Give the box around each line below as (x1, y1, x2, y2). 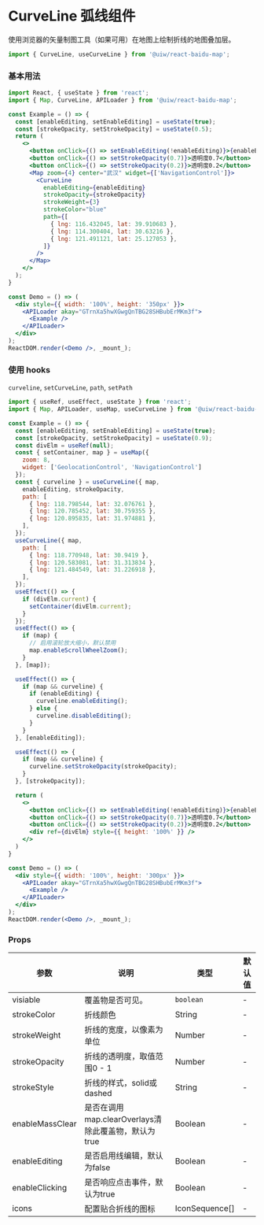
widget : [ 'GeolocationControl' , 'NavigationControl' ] (22, 464, 202, 472)
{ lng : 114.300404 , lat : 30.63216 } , (49, 228, 174, 235)
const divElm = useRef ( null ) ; (15, 442, 114, 450)
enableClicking (12, 1182, 68, 1194)
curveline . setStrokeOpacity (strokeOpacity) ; (28, 763, 178, 771)
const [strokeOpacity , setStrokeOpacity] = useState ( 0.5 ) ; (15, 125, 213, 133)
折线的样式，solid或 (84, 1078, 157, 1089)
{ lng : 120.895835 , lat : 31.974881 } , (28, 515, 156, 523)
